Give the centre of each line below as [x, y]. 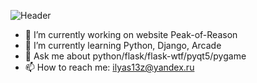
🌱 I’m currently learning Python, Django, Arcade [123, 45]
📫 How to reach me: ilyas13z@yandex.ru [109, 67]
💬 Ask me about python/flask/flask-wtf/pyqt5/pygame [135, 56]
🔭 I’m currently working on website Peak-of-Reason [131, 34]
